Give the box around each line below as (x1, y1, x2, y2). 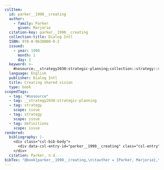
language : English (9, 71, 47, 76)
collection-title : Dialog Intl (9, 35, 73, 40)
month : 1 (17, 52, 36, 58)
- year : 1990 (13, 48, 40, 53)
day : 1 (17, 57, 31, 62)
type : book (9, 84, 31, 90)
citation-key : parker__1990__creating (9, 30, 89, 35)
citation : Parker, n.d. (9, 153, 57, 158)
